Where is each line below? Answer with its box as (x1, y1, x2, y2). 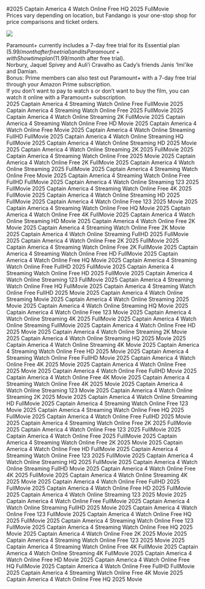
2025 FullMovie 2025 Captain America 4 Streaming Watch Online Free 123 (6, 517, 194, 524)
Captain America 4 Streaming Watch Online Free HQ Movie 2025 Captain (6, 205, 191, 211)
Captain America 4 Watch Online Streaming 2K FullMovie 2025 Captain (6, 113, 185, 120)
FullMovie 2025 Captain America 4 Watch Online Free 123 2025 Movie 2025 (6, 198, 198, 205)
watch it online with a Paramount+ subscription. (6, 94, 127, 101)
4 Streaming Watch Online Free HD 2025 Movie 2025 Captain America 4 (6, 348, 189, 355)
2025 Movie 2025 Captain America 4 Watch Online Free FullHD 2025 (6, 478, 181, 485)
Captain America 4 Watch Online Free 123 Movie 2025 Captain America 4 (6, 309, 192, 316)
